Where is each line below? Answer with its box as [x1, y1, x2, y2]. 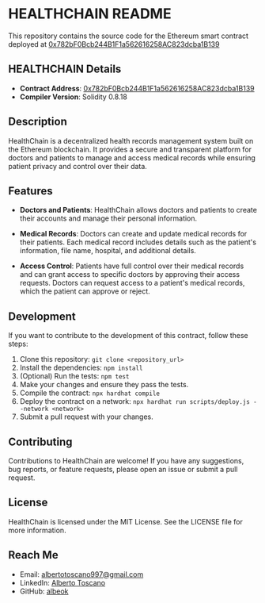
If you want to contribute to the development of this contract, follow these [8, 331, 248, 340]
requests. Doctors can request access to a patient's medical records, [19, 278, 245, 288]
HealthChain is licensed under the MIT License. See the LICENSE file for [8, 517, 243, 526]
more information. [8, 525, 66, 535]
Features [8, 184, 53, 198]
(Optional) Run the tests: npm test [19, 371, 130, 381]
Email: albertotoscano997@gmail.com [19, 569, 144, 579]
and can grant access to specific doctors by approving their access [19, 270, 240, 279]
